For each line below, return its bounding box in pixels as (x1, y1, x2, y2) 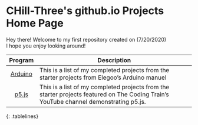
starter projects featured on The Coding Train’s (39, 90, 169, 98)
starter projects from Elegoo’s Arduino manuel (39, 73, 167, 82)
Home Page (6, 16, 64, 30)
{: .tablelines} (6, 113, 39, 120)
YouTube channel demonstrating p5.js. (39, 97, 146, 106)
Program (9, 56, 34, 64)
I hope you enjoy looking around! (6, 42, 86, 49)
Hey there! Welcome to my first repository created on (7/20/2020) (6, 36, 167, 43)
